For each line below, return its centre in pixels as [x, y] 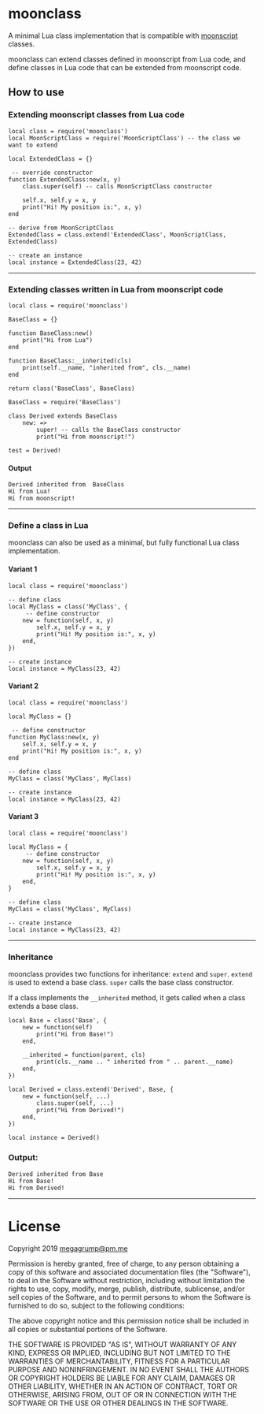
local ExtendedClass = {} [50, 158]
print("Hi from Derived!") [81, 1111]
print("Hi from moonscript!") [86, 437]
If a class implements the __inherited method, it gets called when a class [127, 998]
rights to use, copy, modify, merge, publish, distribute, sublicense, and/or [126, 1289]
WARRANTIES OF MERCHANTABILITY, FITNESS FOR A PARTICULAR [119, 1361]
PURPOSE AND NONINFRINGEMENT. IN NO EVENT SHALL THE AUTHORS [129, 1369]
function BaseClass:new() [50, 333]
